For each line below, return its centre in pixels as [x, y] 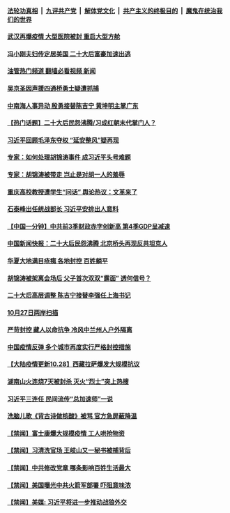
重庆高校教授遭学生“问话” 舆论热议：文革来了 [72, 192]
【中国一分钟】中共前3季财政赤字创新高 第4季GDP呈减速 [89, 226]
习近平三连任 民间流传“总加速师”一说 [60, 399]
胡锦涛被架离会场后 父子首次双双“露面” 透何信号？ [79, 278]
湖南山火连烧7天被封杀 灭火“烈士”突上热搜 [68, 382]
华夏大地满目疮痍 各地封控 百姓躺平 [58, 261]
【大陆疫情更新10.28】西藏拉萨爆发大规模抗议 [74, 364]
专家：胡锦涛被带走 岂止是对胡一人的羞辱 [66, 174]
